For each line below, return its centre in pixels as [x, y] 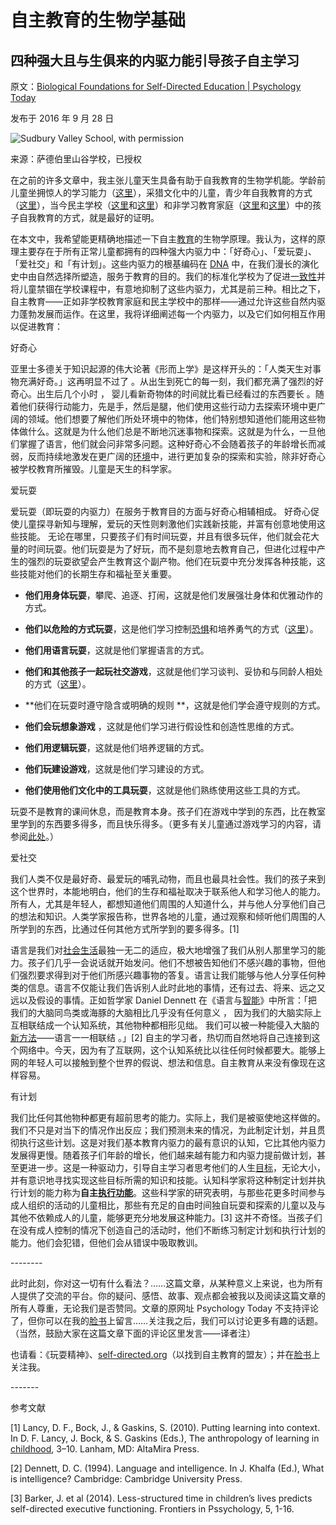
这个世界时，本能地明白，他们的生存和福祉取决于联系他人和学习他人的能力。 [168, 891]
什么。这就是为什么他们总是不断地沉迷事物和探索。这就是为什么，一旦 [172, 431]
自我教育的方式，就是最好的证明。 [89, 217]
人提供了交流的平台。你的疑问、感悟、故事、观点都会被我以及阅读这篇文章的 [168, 1295]
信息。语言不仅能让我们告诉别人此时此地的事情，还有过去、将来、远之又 [176, 987]
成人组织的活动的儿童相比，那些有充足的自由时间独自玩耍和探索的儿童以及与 [168, 1205]
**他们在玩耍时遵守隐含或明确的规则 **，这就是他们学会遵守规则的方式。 [175, 705]
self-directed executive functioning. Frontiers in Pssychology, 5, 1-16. [152, 1509]
